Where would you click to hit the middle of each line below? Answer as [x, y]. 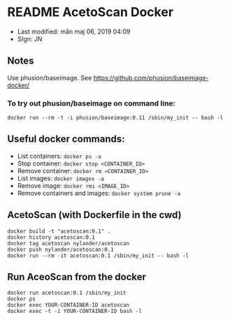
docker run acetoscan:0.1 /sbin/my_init [67, 293]
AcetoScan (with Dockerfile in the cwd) [94, 215]
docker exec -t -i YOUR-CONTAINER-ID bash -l [74, 312]
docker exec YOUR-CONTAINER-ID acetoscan [69, 305]
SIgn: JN [30, 38]
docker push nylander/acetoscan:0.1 [60, 249]
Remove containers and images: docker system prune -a [99, 193]
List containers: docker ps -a [59, 156]
